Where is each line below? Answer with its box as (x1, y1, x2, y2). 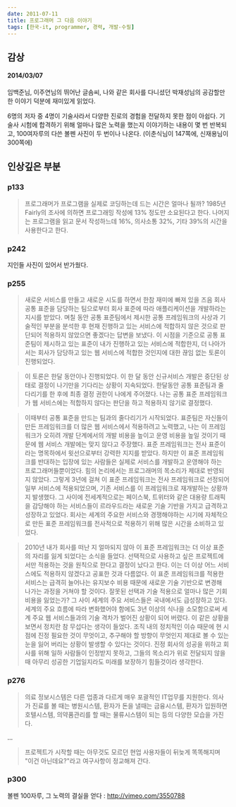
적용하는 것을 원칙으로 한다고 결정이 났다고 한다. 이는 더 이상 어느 (37, 561, 216, 569)
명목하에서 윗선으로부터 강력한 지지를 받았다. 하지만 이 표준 (37, 449, 199, 457)
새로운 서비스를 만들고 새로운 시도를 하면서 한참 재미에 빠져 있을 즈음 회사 (24, 295, 226, 304)
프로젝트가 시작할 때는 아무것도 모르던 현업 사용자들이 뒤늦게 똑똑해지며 (24, 748, 221, 756)
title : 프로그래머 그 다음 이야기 (7, 17, 92, 24)
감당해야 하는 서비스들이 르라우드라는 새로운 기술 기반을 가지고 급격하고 (32, 502, 228, 510)
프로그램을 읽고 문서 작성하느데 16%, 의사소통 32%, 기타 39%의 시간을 (32, 216, 228, 226)
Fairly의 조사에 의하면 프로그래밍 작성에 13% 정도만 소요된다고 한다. (24, 208, 211, 216)
